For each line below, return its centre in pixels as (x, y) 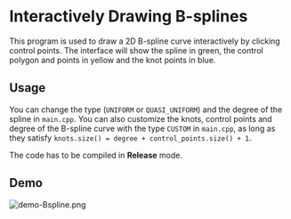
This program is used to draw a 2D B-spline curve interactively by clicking (145, 41)
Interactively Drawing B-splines (129, 16)
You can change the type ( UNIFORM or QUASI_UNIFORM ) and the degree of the (146, 109)
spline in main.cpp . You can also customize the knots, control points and (141, 118)
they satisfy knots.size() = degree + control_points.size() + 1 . (130, 138)
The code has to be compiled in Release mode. (96, 155)
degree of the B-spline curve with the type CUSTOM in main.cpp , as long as (142, 128)
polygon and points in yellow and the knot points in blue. (113, 60)
